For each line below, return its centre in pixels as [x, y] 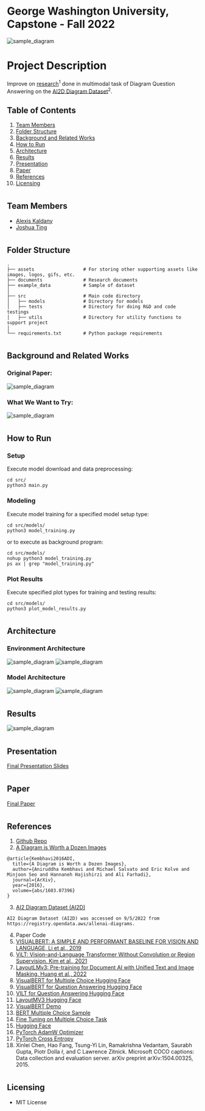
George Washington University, [88, 11]
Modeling [21, 501]
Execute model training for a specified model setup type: [78, 514]
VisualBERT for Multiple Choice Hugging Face [73, 981]
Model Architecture [36, 678]
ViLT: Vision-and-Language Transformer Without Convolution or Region [105, 954]
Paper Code [31, 935]
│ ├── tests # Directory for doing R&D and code [91, 307]
